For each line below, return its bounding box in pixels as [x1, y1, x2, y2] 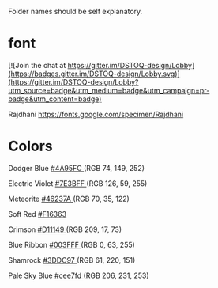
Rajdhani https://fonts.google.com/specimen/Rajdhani [8, 109, 184, 119]
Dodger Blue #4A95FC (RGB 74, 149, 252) [8, 163, 145, 172]
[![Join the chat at [8, 60, 66, 70]
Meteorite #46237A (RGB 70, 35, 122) [8, 194, 130, 203]
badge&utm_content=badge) [8, 94, 102, 104]
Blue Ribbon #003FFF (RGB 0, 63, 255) [8, 240, 136, 249]
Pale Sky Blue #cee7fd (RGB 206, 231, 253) [8, 271, 149, 280]
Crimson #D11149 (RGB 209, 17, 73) [8, 225, 122, 234]
